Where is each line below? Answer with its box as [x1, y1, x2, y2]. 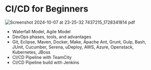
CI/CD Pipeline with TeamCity [12, 54, 72, 60]
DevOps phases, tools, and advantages [12, 34, 91, 40]
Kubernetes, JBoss [12, 49, 50, 55]
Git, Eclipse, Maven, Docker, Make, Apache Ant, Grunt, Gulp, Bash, [12, 39, 147, 44]
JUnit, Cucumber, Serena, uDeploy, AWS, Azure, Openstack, [12, 44, 134, 50]
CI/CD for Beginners [5, 3, 88, 14]
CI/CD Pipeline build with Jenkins [12, 59, 80, 65]
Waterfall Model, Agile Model [12, 28, 71, 34]
